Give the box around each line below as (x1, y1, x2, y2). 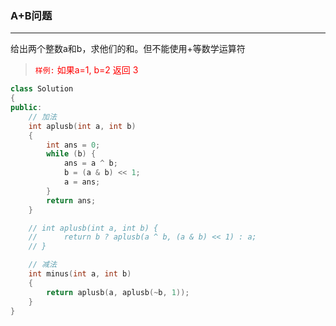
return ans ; (46, 195, 97, 206)
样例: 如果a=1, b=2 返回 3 (34, 64, 139, 76)
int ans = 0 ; (46, 140, 101, 150)
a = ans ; (63, 177, 101, 187)
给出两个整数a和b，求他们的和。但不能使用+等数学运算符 (10, 43, 246, 55)
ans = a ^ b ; (63, 158, 118, 169)
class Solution (10, 84, 74, 94)
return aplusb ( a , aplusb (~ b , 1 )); (46, 287, 190, 297)
